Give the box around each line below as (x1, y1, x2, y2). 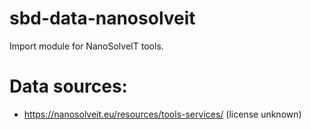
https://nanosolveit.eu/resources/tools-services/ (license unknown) (23, 108, 302, 120)
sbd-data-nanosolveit (9, 7, 196, 30)
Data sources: (9, 75, 128, 98)
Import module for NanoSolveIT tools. (9, 40, 164, 52)
